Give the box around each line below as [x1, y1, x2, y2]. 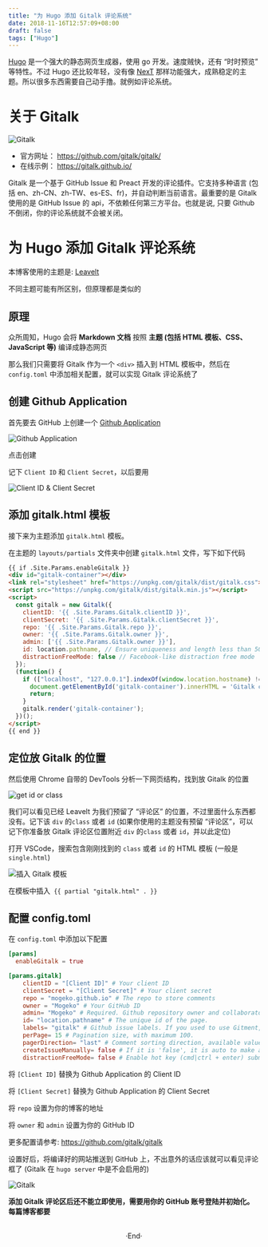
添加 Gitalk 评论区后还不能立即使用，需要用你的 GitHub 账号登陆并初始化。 [8, 1196, 254, 1206]
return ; [29, 690, 56, 698]
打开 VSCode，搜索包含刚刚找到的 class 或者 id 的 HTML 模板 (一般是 [8, 844, 238, 853]
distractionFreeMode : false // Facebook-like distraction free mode [22, 653, 255, 661]
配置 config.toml [8, 911, 92, 925]
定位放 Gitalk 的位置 [8, 752, 106, 765]
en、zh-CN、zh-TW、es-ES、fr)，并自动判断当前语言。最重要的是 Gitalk [17, 189, 258, 198]
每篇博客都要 [8, 1206, 50, 1216]
